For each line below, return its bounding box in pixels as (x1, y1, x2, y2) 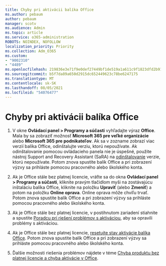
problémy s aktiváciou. (12, 221, 59, 226)
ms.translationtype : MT (5, 76, 54, 81)
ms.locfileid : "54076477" (5, 90, 58, 95)
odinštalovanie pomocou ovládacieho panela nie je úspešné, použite (12, 149, 152, 155)
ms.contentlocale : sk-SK (5, 81, 56, 86)
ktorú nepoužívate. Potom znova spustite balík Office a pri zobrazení (12, 159, 152, 165)
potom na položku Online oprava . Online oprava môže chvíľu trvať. (12, 190, 149, 196)
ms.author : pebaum (5, 12, 43, 17)
